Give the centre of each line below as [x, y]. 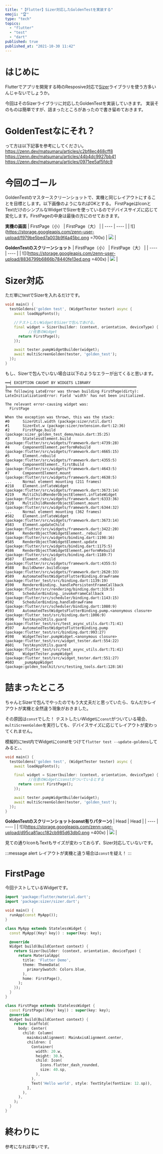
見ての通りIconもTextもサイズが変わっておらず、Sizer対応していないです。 [80, 843]
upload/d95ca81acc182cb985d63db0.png [47, 833]
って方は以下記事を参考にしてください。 [46, 146]
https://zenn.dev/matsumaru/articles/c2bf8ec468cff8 [59, 151]
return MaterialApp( [39, 956]
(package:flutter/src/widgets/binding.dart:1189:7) [59, 555]
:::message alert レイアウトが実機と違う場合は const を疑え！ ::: [69, 853]
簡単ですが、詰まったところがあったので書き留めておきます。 [84, 109]
